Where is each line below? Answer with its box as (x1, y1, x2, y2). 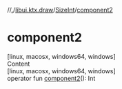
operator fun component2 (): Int (7, 74, 96, 82)
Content (7, 60, 30, 68)
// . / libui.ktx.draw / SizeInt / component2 (7, 6, 114, 14)
